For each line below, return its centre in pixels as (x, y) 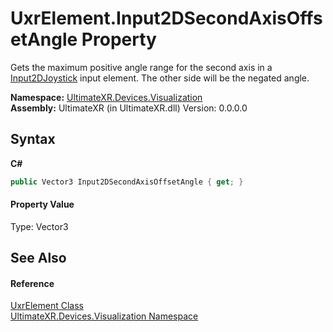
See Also (38, 258)
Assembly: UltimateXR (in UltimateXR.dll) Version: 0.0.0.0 (129, 108)
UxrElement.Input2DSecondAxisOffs (166, 18)
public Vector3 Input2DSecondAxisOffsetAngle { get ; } (127, 182)
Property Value (42, 204)
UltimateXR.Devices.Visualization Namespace (104, 316)
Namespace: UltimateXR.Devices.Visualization (106, 97)
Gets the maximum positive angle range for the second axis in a (141, 67)
